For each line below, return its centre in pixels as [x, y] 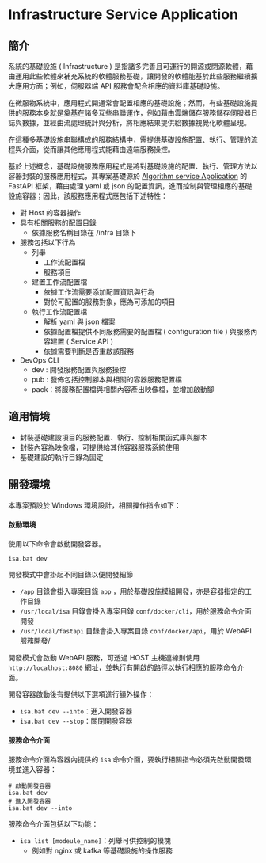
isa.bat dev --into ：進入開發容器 [76, 711]
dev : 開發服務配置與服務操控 [79, 369]
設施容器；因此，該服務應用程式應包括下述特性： [88, 196]
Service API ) [92, 341]
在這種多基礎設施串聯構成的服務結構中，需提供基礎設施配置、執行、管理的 [129, 139]
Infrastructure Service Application [123, 15]
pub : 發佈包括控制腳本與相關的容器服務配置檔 [106, 379]
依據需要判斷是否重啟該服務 [89, 351]
